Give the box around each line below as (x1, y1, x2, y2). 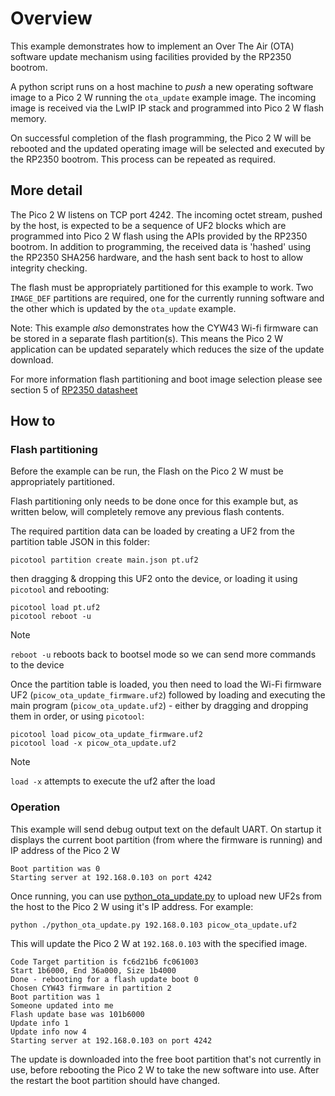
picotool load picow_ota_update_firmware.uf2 (10, 730, 203, 740)
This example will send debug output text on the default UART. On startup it (10, 823, 322, 835)
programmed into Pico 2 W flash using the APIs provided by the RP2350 (10, 230, 308, 242)
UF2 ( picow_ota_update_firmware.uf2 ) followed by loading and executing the (10, 689, 326, 701)
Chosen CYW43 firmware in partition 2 (10, 983, 172, 993)
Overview (10, 7, 93, 30)
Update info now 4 (10, 1027, 87, 1037)
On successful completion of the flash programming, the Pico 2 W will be (10, 132, 312, 144)
